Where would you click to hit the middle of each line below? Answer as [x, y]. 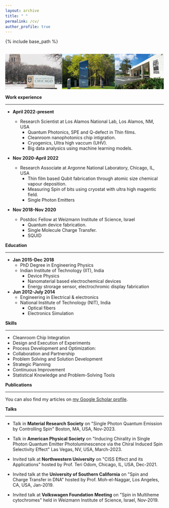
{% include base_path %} [32, 42]
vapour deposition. [47, 184]
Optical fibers [41, 308]
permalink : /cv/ [22, 21]
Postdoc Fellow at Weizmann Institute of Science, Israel [77, 220]
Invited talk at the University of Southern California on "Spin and [80, 474]
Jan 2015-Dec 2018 [33, 260]
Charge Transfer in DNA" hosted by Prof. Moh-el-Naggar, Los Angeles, [86, 480]
